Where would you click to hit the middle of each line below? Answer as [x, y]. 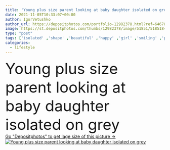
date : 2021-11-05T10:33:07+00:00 [40, 15]
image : [12, 29]
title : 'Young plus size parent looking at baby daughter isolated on [81, 10]
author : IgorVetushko [28, 19]
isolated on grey [62, 124]
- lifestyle [23, 47]
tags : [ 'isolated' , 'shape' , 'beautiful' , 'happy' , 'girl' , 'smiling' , [83, 38]
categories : [18, 43]
